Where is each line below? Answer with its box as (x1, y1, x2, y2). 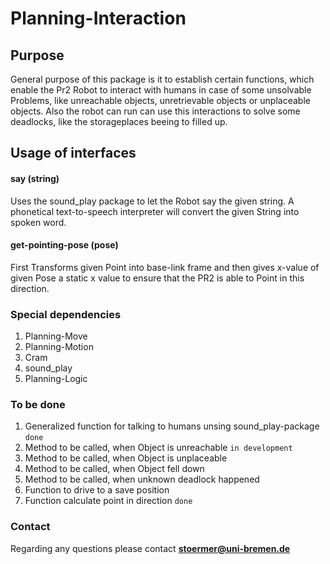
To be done (10, 398, 66, 412)
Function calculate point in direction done (24, 495, 193, 507)
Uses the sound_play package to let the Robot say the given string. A (10, 195, 295, 207)
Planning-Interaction (10, 7, 187, 30)
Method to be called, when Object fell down (24, 463, 205, 475)
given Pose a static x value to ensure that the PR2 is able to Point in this (10, 272, 305, 284)
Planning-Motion (24, 341, 94, 353)
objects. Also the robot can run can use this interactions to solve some (10, 105, 301, 117)
